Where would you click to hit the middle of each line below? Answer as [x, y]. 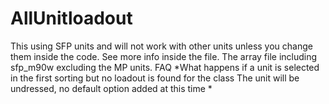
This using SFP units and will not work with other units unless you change [161, 46]
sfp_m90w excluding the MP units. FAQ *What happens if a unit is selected [165, 67]
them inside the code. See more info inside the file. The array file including [164, 56]
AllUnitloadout [71, 18]
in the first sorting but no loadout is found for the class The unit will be [155, 78]
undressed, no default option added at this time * [111, 88]
